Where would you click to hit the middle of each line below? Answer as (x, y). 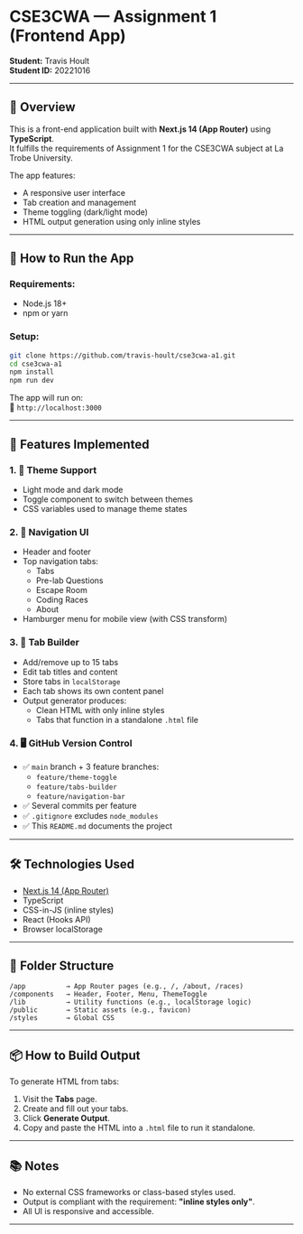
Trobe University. (41, 158)
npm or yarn (45, 313)
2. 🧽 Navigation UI (49, 532)
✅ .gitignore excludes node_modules (90, 815)
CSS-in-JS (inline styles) (68, 910)
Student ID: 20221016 (50, 70)
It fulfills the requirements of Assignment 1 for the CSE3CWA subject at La (147, 148)
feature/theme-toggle (76, 777)
